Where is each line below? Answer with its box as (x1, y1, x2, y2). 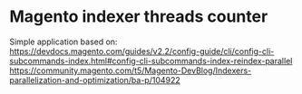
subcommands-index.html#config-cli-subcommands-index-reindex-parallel (9, 55, 293, 66)
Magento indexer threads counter (9, 6, 268, 27)
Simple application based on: (9, 36, 118, 47)
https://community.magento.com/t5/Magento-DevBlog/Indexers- (9, 65, 252, 76)
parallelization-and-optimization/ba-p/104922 (9, 74, 181, 85)
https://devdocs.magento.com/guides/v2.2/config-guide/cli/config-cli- (9, 45, 275, 56)
